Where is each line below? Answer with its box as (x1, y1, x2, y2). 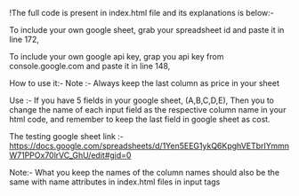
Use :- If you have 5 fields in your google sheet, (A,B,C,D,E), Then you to (9, 95, 274, 106)
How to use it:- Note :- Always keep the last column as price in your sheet (9, 78, 280, 88)
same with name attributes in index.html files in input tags (9, 176, 221, 187)
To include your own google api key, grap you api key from (9, 51, 224, 61)
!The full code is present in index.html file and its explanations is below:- (9, 8, 274, 18)
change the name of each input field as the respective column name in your (9, 105, 287, 114)
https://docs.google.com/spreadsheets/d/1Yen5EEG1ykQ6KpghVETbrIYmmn (9, 141, 290, 151)
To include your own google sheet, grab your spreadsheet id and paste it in (9, 25, 285, 35)
